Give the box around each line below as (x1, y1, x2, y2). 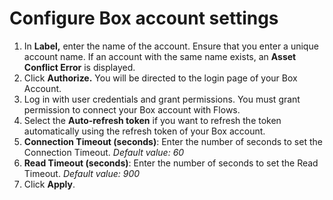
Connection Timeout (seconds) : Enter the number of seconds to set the (23, 135, 323, 147)
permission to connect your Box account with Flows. (23, 103, 241, 116)
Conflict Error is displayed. (23, 61, 136, 73)
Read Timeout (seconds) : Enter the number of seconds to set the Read (23, 157, 319, 169)
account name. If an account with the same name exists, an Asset (23, 50, 297, 62)
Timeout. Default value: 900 (23, 167, 141, 179)
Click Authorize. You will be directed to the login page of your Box (23, 72, 298, 84)
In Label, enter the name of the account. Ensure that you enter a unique (23, 40, 319, 52)
